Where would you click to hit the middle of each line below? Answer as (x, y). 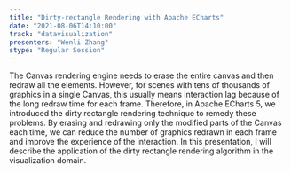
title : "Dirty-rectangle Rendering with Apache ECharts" (117, 17)
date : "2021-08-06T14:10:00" (63, 26)
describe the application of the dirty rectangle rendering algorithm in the (142, 151)
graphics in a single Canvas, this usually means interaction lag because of (144, 95)
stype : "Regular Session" (57, 51)
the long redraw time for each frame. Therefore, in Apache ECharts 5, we (143, 104)
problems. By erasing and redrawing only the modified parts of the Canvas (145, 123)
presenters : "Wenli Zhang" (59, 42)
